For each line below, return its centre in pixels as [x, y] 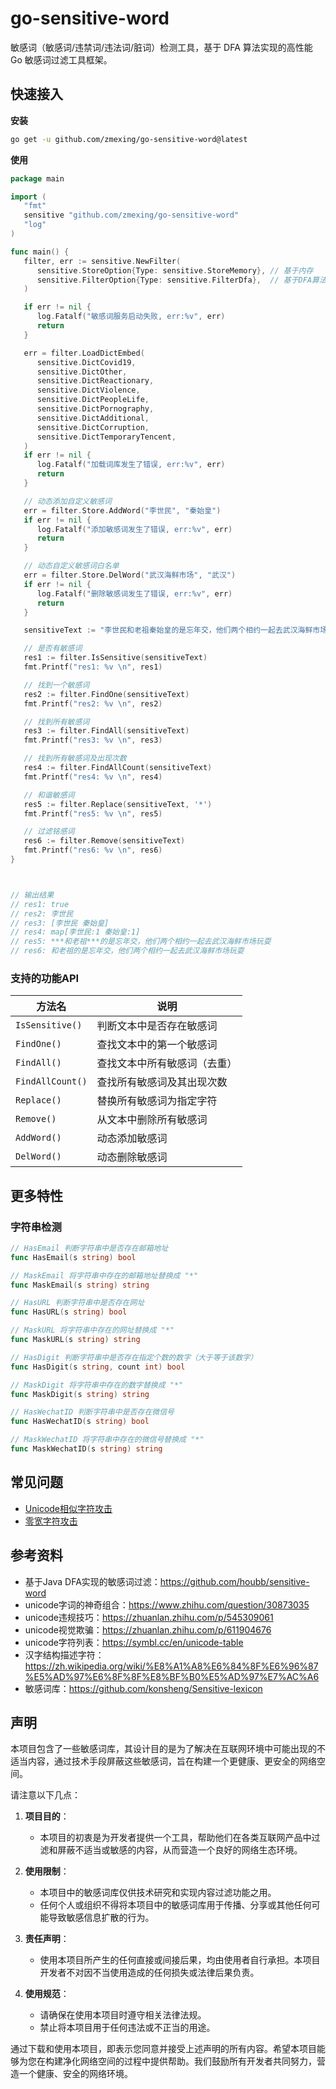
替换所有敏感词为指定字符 [157, 1101]
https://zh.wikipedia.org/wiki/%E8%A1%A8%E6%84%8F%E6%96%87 [171, 1666]
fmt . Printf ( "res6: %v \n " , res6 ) [93, 850]
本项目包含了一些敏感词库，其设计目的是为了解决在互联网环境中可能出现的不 [168, 1749]
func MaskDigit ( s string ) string [80, 1394]
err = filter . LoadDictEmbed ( [84, 353]
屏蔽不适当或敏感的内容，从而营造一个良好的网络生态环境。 [180, 1850]
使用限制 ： [47, 1871]
